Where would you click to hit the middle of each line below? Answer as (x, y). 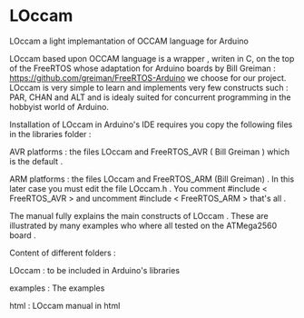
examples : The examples (57, 288)
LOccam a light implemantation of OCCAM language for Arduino (129, 41)
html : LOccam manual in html (65, 305)
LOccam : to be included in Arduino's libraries (94, 270)
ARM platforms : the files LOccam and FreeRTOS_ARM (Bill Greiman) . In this (152, 179)
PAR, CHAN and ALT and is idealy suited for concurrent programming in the (150, 97)
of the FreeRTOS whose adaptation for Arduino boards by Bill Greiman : (143, 68)
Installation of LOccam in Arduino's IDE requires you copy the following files (151, 124)
